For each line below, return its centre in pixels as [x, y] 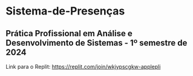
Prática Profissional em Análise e [69, 33]
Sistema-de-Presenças [65, 11]
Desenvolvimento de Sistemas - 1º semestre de [97, 43]
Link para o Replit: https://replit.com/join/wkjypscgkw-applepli [83, 67]
